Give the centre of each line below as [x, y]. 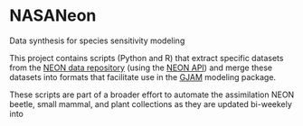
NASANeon [53, 16]
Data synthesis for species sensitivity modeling [97, 40]
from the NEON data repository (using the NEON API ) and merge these [141, 67]
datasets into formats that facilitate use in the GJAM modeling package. [143, 76]
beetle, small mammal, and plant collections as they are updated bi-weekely [151, 103]
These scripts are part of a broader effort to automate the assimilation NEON [152, 94]
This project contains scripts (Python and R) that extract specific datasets [147, 58]
